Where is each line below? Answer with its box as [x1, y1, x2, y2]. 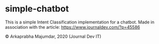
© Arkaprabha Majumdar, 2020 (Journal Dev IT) [5, 33, 102, 39]
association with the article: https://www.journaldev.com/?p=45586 [5, 24, 140, 30]
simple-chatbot [5, 3, 69, 14]
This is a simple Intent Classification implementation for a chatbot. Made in [5, 19, 155, 25]
